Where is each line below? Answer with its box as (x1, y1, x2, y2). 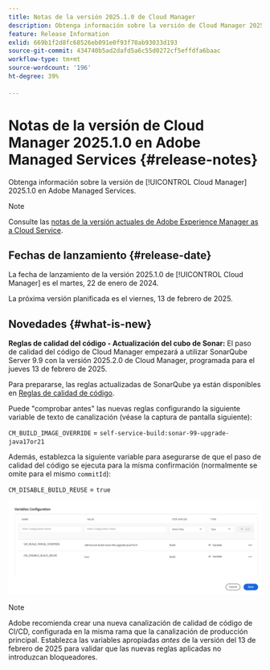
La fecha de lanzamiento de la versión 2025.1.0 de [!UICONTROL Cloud (8, 270, 243, 280)
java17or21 (8, 438, 45, 446)
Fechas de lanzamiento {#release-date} (8, 248, 211, 262)
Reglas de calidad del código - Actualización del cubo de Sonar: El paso (8, 338, 252, 349)
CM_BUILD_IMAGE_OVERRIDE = (8, 428, 98, 438)
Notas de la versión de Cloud (8, 116, 205, 134)
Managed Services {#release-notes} (8, 150, 259, 169)
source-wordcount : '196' (8, 64, 92, 72)
